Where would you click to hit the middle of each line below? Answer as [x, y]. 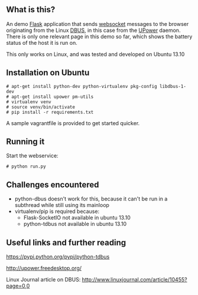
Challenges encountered [53, 184]
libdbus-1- [173, 86]
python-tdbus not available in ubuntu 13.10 [75, 224]
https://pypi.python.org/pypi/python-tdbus [58, 257]
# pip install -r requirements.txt [50, 112]
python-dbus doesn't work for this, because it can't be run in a [91, 199]
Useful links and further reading [66, 242]
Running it [25, 142]
